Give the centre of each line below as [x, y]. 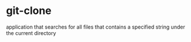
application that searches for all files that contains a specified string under [96, 27]
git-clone [29, 11]
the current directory [31, 33]
